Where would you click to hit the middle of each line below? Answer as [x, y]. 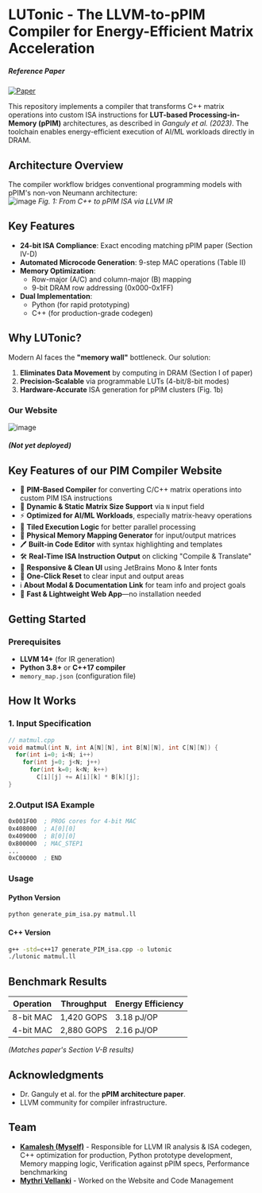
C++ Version [30, 932]
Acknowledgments [56, 1075]
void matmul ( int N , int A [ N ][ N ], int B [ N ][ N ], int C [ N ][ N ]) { [113, 748]
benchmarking [43, 1172]
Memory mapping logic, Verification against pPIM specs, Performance [135, 1164]
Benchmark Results [58, 981]
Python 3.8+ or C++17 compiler [73, 667]
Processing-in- [214, 115]
